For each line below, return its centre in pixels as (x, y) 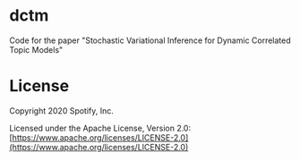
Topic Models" (36, 49)
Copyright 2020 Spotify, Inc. (62, 110)
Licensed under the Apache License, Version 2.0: (100, 128)
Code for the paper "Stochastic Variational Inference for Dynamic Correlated (150, 40)
